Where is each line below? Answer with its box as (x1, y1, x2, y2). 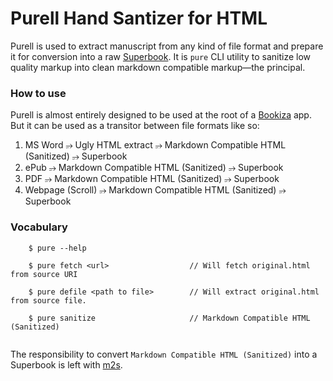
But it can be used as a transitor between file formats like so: (10, 120, 260, 132)
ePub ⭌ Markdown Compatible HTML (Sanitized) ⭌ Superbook (24, 162, 284, 174)
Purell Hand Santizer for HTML (10, 7, 268, 30)
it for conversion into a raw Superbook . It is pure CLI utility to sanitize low (10, 50, 312, 62)
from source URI (10, 269, 78, 279)
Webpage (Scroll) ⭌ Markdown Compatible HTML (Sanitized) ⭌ (24, 184, 287, 196)
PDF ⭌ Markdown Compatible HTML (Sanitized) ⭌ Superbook (24, 173, 280, 185)
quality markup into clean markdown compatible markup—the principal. (10, 61, 306, 73)
